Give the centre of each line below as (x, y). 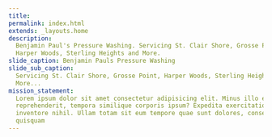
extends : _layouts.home (49, 31)
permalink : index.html (47, 23)
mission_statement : (41, 91)
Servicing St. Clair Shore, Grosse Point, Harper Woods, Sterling (130, 76)
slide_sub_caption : (41, 68)
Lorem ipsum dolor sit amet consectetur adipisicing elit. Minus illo (137, 98)
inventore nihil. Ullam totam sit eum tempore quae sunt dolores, (130, 114)
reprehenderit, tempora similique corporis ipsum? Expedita (119, 106)
